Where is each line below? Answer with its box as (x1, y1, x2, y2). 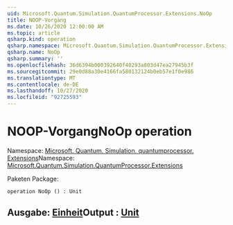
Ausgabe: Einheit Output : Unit (7, 207, 139, 219)
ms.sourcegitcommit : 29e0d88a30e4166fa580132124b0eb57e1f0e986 (7, 68, 194, 75)
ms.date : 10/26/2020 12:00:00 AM (7, 23, 104, 30)
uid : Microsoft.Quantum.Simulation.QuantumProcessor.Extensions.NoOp (7, 10, 213, 17)
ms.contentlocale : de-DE (7, 81, 79, 88)
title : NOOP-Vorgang (7, 17, 67, 24)
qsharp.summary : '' (7, 55, 64, 62)
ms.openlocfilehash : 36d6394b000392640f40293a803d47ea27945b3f (7, 62, 194, 69)
